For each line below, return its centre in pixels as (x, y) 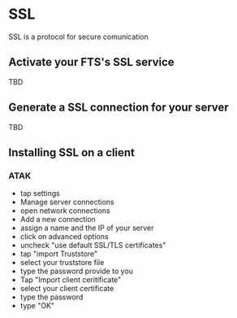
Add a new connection (58, 220)
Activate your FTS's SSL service (91, 62)
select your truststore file (62, 263)
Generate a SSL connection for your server (118, 108)
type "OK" (37, 306)
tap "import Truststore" (59, 254)
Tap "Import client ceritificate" (71, 280)
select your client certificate (67, 289)
